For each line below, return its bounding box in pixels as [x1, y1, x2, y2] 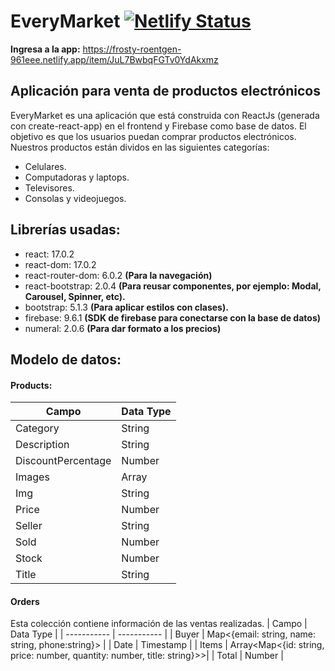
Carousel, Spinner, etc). [24, 290, 126, 302]
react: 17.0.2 [24, 248, 75, 260]
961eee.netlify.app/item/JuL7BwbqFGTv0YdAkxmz [10, 53, 219, 65]
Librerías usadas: [10, 221, 121, 239]
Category [15, 421, 60, 435]
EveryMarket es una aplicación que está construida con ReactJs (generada [10, 109, 320, 121]
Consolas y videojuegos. [24, 192, 127, 204]
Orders [10, 595, 40, 607]
